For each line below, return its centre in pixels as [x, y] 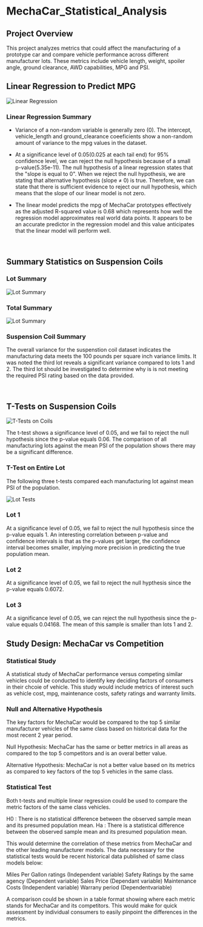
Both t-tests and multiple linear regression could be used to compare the [97, 800]
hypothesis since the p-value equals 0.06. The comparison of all [86, 439]
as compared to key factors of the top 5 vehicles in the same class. [90, 772]
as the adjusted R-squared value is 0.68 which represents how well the [104, 212]
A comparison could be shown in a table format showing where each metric [101, 899]
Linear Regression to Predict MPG [71, 86]
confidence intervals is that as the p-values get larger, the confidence [93, 541]
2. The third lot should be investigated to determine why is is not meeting [98, 369]
